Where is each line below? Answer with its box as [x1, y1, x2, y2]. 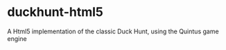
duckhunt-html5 [7, 4, 104, 20]
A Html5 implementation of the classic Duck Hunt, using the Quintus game [7, 27, 220, 35]
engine [7, 34, 27, 42]
